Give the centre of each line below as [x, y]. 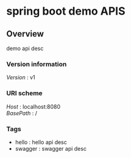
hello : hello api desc [41, 142]
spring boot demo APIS [66, 11]
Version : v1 [21, 77]
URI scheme [24, 93]
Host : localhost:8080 [34, 106]
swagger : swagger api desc [51, 148]
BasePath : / [22, 113]
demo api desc [25, 48]
